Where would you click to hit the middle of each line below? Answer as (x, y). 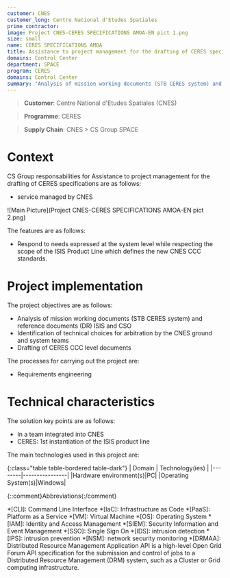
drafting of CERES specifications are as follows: (74, 184)
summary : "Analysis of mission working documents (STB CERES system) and (115, 84)
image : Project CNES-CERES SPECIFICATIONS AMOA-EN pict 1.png (98, 33)
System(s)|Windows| (37, 483)
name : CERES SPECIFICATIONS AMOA (55, 45)
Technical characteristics (81, 402)
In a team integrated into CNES (61, 434)
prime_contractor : (33, 26)
